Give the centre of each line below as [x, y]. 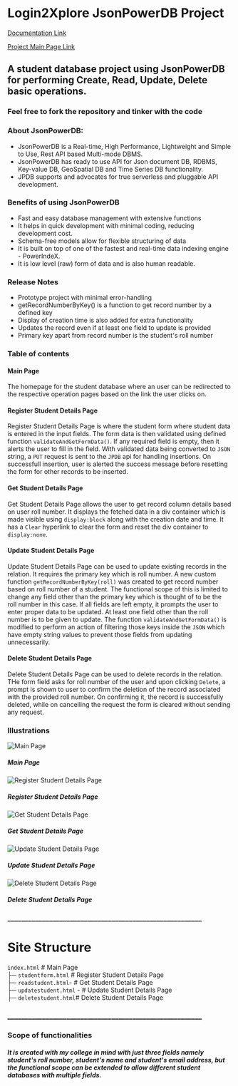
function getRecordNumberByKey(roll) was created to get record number [113, 581]
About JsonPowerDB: [46, 131]
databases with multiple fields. [55, 1075]
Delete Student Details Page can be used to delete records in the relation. [115, 674]
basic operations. [47, 92]
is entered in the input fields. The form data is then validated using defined [117, 434]
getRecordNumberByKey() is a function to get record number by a [114, 305]
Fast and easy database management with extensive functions [109, 218]
